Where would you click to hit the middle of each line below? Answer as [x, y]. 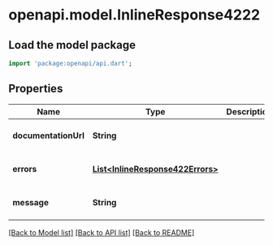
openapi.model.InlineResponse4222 [134, 15]
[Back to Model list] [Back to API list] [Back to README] [102, 232]
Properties [36, 89]
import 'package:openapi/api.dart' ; [70, 63]
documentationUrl [49, 135]
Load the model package [72, 45]
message [30, 202]
